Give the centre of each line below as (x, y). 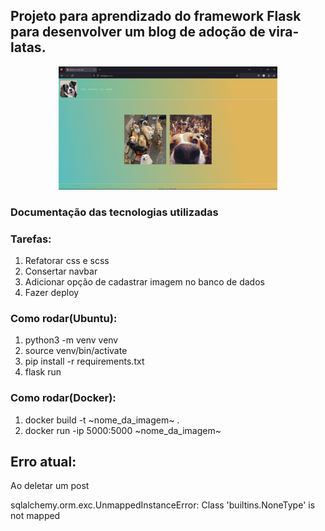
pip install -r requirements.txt (84, 361)
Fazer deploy (52, 292)
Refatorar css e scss (67, 260)
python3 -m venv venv (71, 340)
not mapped (35, 516)
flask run (43, 372)
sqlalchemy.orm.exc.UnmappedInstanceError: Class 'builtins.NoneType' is (163, 505)
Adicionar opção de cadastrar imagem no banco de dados (144, 281)
